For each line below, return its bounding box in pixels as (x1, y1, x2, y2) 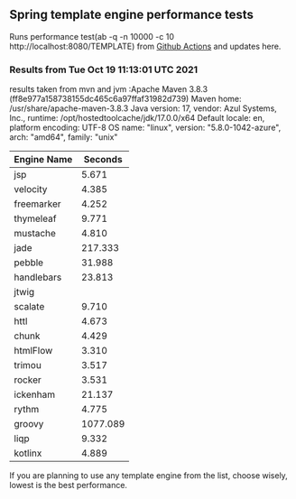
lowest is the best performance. (9, 480, 128, 491)
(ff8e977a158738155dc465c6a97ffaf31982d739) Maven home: (9, 94, 242, 105)
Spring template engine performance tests (9, 7, 254, 23)
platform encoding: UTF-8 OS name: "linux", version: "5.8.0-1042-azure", (9, 122, 282, 134)
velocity (14, 183, 48, 196)
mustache (14, 227, 57, 240)
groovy (14, 418, 44, 430)
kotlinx (14, 447, 42, 459)
